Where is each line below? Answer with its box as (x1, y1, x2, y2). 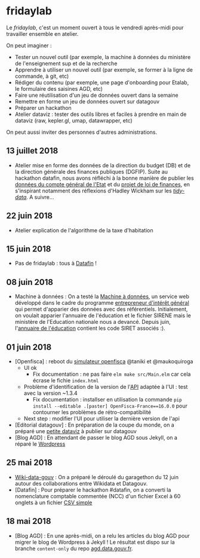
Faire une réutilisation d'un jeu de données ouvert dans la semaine (14, 91, 179, 99)
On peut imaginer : (6, 42, 52, 49)
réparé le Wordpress (14, 440, 66, 447)
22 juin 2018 (6, 211, 53, 221)
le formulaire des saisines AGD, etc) (14, 85, 103, 92)
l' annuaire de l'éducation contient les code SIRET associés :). (14, 324, 165, 332)
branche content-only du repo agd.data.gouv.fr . (14, 545, 133, 552)
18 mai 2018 (6, 516, 51, 526)
